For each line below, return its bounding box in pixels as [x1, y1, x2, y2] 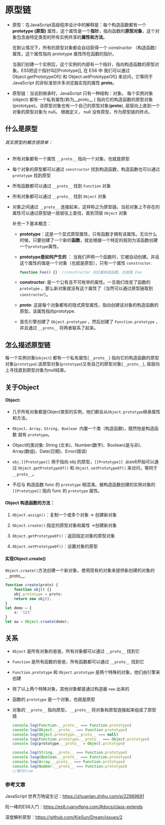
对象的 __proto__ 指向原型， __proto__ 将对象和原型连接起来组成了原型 [12, 707, 157, 712]
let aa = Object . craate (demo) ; [5, 619, 69, 625]
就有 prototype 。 [18, 432, 53, 437]
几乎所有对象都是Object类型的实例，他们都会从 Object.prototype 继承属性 [12, 408, 161, 415]
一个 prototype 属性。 [19, 243, 62, 249]
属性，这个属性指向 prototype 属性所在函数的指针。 [12, 50, 117, 57]
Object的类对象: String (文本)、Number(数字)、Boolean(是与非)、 [12, 442, 144, 448]
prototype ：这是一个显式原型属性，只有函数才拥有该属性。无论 [19, 231, 149, 237]
